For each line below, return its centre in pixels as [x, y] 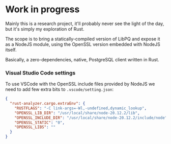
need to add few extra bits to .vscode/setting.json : [60, 89]
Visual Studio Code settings [40, 73]
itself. [11, 50]
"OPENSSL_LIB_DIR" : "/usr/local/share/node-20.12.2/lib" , [77, 113]
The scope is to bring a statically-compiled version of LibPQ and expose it [83, 39]
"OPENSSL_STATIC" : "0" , [40, 123]
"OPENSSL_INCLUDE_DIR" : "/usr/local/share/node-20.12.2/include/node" [91, 118]
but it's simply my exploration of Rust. [45, 29]
